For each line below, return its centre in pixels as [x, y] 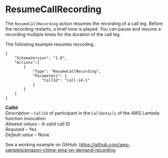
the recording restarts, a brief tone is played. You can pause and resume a [83, 29]
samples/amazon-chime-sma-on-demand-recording [60, 150]
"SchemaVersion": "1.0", [41, 58]
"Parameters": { [50, 76]
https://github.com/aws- [105, 144]
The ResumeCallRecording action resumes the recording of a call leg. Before [84, 23]
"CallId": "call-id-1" [66, 80]
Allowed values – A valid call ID [38, 124]
